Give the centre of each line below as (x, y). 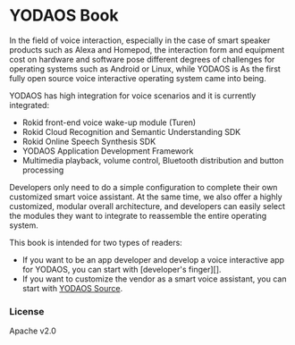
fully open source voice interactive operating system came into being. (138, 78)
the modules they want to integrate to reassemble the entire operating (138, 215)
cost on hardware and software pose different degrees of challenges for (142, 59)
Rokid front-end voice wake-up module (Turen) (109, 122)
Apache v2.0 (33, 331)
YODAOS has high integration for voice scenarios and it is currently (133, 96)
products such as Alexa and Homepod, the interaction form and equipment (147, 49)
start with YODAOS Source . (72, 288)
